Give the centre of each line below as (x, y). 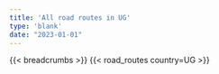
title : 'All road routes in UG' (70, 18)
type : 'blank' (36, 26)
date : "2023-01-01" (46, 34)
